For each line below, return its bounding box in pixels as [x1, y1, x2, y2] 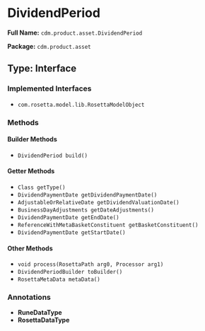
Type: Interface [7, 62, 77, 75]
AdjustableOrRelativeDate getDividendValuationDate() [17, 199, 180, 206]
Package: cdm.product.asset [7, 42, 92, 50]
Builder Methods [7, 135, 58, 144]
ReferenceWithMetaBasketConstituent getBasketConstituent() [17, 221, 199, 228]
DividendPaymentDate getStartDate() [17, 228, 126, 236]
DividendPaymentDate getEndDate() [17, 214, 119, 221]
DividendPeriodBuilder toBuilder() [17, 269, 123, 276]
